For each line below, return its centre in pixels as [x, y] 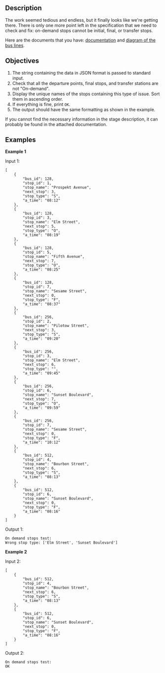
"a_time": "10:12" [42, 442]
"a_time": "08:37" [42, 304]
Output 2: [15, 653]
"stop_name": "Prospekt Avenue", [57, 188]
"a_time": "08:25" [42, 270]
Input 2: [13, 561]
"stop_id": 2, [37, 321]
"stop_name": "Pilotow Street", [56, 326]
